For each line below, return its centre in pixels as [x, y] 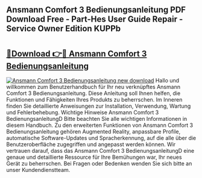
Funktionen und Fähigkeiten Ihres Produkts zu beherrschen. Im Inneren [94, 100]
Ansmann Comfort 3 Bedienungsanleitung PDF [96, 10]
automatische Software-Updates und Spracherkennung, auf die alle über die [101, 138]
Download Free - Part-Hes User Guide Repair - [95, 20]
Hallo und [167, 80]
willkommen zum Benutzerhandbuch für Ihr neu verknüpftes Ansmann [93, 87]
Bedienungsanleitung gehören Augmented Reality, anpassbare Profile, [93, 131]
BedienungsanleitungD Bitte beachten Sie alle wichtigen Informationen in [97, 119]
